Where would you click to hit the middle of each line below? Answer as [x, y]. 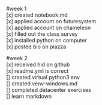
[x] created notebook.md [37, 15]
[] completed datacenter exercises [49, 90]
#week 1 [16, 9]
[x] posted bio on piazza [36, 47]
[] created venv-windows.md [42, 84]
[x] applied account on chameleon [49, 27]
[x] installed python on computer [46, 40]
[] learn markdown [29, 96]
